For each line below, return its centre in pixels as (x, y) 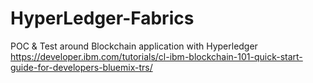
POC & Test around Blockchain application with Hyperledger (134, 46)
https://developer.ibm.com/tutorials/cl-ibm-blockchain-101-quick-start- (156, 56)
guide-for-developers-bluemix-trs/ (81, 67)
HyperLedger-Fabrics (102, 18)
